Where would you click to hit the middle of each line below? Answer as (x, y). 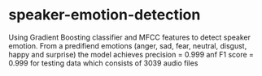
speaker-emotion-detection (105, 15)
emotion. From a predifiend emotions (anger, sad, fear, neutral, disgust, (128, 45)
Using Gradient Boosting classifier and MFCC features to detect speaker (129, 37)
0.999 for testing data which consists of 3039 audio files (103, 63)
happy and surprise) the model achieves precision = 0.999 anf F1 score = (131, 54)
